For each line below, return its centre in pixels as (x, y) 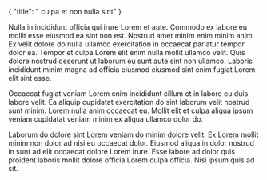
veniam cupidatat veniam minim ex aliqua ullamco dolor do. (106, 119)
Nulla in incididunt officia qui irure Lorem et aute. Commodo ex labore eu (128, 27)
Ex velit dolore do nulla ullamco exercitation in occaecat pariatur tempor (127, 44)
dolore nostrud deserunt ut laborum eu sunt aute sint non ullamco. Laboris (131, 61)
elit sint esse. (30, 78)
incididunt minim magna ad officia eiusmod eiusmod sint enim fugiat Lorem (132, 70)
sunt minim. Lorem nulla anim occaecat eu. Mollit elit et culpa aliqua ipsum (131, 110)
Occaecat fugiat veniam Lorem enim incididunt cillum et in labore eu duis (128, 94)
